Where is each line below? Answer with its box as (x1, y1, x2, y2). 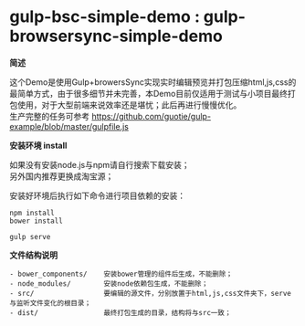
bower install (9, 216, 64, 226)
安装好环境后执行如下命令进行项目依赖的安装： (9, 190, 185, 201)
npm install (9, 208, 55, 217)
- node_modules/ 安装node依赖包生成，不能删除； (9, 279, 208, 289)
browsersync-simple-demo (9, 26, 224, 47)
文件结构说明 (9, 249, 58, 260)
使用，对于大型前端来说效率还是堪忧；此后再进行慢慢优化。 (16, 99, 242, 110)
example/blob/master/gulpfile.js (9, 121, 130, 131)
